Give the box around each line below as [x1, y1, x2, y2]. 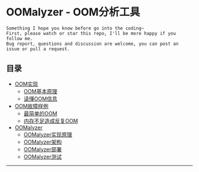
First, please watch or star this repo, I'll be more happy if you [6, 30, 176, 36]
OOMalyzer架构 [23, 138, 62, 145]
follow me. [6, 35, 33, 41]
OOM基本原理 [23, 87, 57, 95]
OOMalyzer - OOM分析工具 [6, 5, 140, 19]
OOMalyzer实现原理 [23, 131, 72, 138]
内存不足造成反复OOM [23, 117, 78, 124]
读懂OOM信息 [23, 95, 57, 102]
